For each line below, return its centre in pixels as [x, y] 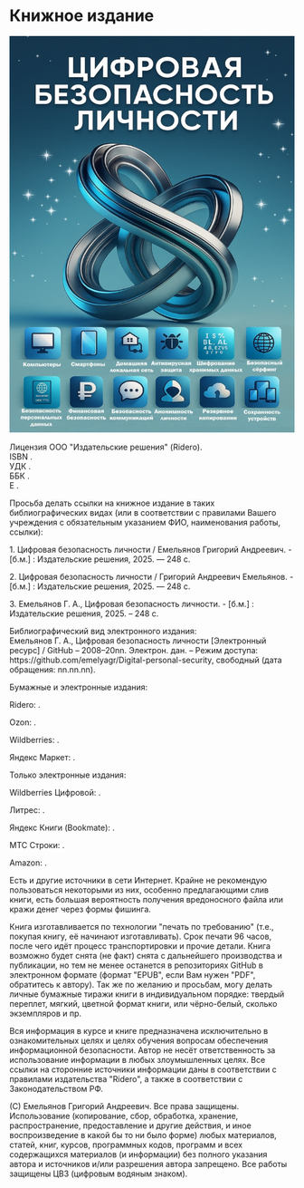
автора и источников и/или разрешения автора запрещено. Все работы [148, 1164]
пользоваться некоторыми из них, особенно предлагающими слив [139, 890]
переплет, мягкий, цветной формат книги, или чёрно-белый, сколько [143, 1003]
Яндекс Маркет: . [43, 757]
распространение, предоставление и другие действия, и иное [130, 1125]
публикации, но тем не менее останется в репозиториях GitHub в [137, 965]
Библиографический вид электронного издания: [103, 631]
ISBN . [21, 456]
